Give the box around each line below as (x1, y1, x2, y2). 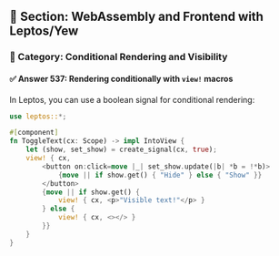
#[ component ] (9, 128, 59, 138)
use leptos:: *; (9, 111, 67, 121)
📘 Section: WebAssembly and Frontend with (9, 9, 264, 25)
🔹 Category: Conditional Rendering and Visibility (9, 51, 228, 64)
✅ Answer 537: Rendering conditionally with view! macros (9, 73, 234, 84)
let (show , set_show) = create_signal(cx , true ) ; (25, 145, 218, 155)
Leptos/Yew (9, 24, 79, 39)
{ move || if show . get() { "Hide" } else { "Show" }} (57, 170, 263, 179)
